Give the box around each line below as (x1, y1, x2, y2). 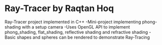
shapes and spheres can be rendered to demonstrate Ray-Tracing (16, 34, 150, 40)
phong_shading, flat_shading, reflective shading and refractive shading (4, 29, 148, 35)
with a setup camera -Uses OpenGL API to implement (22, 24, 131, 30)
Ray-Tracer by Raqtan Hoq (4, 3, 114, 14)
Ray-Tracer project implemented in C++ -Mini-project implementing (4, 19, 141, 25)
